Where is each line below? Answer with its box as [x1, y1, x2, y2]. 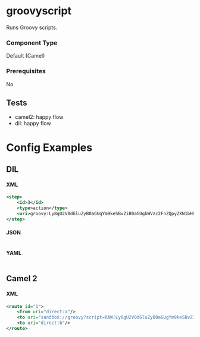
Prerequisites [6, 67, 46, 75]
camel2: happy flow [14, 114, 64, 121]
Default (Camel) [6, 52, 45, 59]
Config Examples [6, 141, 93, 154]
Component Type [6, 39, 58, 47]
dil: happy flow [14, 120, 52, 127]
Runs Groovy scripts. [6, 24, 58, 31]
